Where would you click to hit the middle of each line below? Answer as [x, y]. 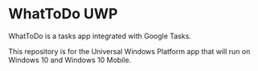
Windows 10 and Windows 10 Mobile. [70, 60]
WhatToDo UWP [63, 14]
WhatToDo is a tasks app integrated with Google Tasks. [100, 36]
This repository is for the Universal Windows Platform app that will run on [129, 51]
